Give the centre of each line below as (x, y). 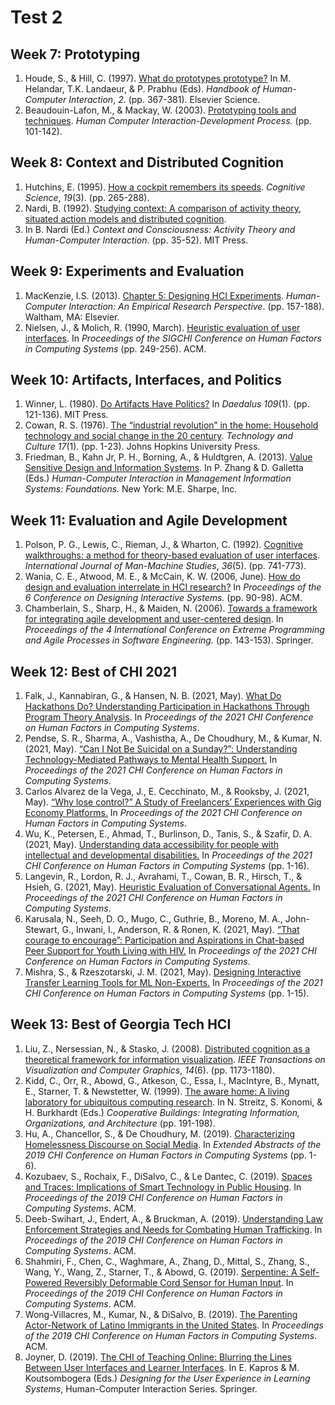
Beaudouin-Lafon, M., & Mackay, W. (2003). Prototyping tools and (160, 110)
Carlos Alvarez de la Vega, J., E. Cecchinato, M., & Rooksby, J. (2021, (167, 792)
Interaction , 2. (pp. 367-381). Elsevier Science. (164, 99)
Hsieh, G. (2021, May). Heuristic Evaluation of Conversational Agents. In (172, 887)
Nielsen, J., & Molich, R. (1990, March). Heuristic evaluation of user (162, 327)
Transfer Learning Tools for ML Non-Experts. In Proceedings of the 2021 (173, 983)
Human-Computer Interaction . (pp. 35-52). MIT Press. (136, 240)
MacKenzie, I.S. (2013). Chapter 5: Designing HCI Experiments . (154, 295)
